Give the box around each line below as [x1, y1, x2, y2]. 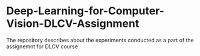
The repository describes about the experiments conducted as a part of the [6, 36, 195, 43]
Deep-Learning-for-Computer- [6, 4, 165, 18]
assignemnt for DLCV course [6, 43, 79, 50]
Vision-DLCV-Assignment [6, 17, 140, 30]
